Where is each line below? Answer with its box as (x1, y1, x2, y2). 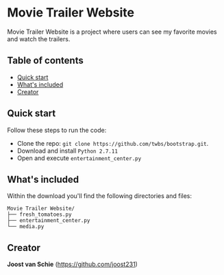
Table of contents (7, 55, 84, 67)
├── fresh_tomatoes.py (7, 211, 72, 218)
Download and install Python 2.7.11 (16, 146, 119, 155)
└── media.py (7, 223, 45, 230)
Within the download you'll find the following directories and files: (7, 192, 192, 200)
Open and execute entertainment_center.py (16, 153, 142, 162)
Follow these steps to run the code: (7, 126, 107, 134)
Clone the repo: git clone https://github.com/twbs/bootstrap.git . (16, 139, 209, 147)
